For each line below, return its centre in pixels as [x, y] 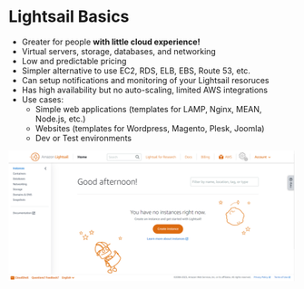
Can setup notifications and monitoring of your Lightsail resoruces [145, 80]
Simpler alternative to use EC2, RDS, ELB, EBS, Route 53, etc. [136, 71]
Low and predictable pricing [74, 61]
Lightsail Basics [69, 17]
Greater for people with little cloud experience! [111, 42]
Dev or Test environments [83, 138]
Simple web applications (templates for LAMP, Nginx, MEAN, [148, 109]
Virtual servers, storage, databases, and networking [119, 51]
